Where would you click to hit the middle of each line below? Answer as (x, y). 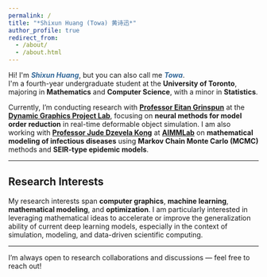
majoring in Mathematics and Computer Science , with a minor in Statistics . (133, 92)
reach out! (25, 266)
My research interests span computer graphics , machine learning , (118, 201)
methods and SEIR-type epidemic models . (79, 149)
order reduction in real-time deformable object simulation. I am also (120, 124)
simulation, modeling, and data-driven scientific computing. (106, 234)
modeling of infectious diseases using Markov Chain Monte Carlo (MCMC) (133, 141)
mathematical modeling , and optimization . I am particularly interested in (128, 209)
